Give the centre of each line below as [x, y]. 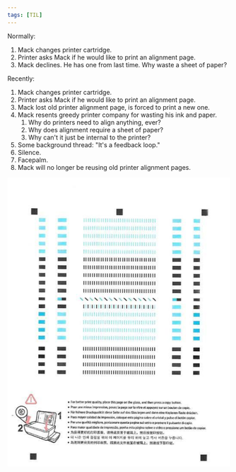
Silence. [29, 152]
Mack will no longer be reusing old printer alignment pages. [104, 167]
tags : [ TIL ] [25, 15]
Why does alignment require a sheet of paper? [96, 129]
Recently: [21, 79]
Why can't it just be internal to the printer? [89, 137]
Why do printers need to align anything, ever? [94, 122]
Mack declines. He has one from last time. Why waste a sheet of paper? [122, 64]
